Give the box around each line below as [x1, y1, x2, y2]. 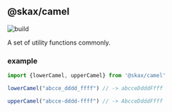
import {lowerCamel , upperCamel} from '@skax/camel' [7, 72, 166, 79]
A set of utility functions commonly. [7, 38, 111, 47]
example [7, 56, 38, 66]
